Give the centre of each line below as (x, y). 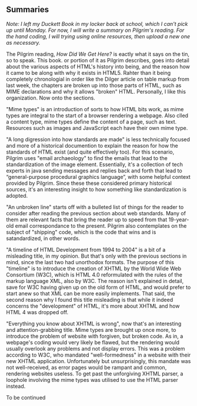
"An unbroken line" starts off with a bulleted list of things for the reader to (95, 207)
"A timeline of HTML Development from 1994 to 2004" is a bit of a (86, 249)
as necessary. (23, 42)
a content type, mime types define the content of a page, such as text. (91, 122)
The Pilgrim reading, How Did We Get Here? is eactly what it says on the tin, (98, 54)
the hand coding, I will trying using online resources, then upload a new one (98, 36)
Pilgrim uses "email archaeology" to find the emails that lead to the (87, 158)
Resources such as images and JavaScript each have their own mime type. (97, 128)
